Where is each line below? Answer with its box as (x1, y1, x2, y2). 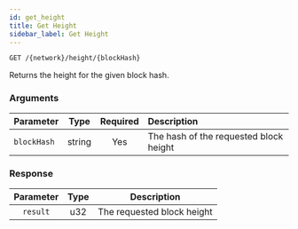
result (21, 206, 51, 217)
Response (9, 168, 53, 180)
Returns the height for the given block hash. (9, 70, 170, 81)
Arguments (9, 92, 59, 105)
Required (99, 114, 139, 127)
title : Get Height (9, 21, 77, 30)
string (67, 135, 91, 147)
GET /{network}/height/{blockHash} (9, 54, 141, 63)
